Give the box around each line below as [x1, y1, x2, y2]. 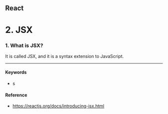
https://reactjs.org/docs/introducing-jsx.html [12, 103, 104, 109]
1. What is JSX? [5, 42, 43, 49]
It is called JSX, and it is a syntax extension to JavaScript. [5, 53, 124, 59]
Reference [5, 92, 27, 98]
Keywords [5, 69, 27, 75]
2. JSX [5, 24, 33, 35]
